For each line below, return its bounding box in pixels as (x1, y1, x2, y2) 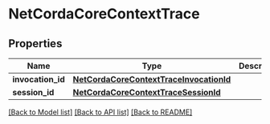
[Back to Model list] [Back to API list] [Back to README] (8, 107, 193, 117)
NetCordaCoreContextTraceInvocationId (72, 74, 231, 85)
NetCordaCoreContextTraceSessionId (72, 87, 221, 98)
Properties (8, 37, 63, 50)
